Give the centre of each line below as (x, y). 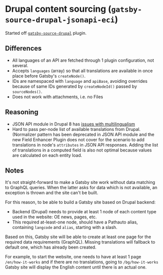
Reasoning (22, 112)
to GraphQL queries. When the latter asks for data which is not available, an (81, 188)
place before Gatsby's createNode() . (49, 76)
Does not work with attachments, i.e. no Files (58, 97)
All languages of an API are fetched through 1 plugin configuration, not (83, 60)
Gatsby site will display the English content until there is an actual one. (76, 267)
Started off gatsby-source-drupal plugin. (46, 33)
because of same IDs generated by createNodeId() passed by (74, 86)
